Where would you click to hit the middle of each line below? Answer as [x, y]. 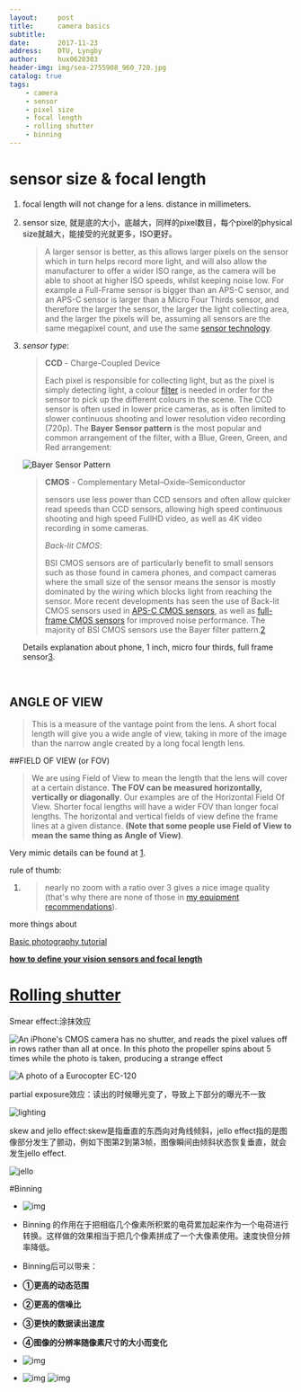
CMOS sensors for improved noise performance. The [167, 620]
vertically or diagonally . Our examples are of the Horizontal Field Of [158, 797]
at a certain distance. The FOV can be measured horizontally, [146, 787]
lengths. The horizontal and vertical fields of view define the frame [155, 816]
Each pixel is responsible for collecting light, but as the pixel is [159, 380]
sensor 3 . [39, 656]
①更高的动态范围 [56, 1285]
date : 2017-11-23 [54, 43]
